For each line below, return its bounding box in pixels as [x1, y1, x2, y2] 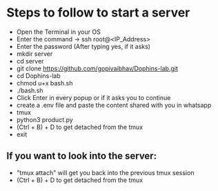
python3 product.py [16, 115, 73, 123]
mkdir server [16, 50, 53, 58]
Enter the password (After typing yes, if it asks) [16, 42, 151, 50]
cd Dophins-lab [16, 71, 61, 80]
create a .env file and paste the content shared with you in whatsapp [16, 101, 212, 109]
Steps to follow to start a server [6, 5, 190, 21]
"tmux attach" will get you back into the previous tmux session [16, 168, 195, 177]
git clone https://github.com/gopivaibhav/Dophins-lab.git [16, 64, 179, 72]
